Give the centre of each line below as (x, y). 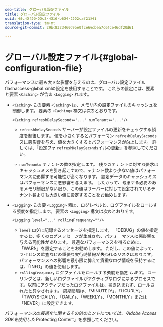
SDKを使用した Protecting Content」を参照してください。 (63, 320)
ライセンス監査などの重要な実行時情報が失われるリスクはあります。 (87, 254)
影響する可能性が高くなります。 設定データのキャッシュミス (96, 177)
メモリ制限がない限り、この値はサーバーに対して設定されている (88, 189)
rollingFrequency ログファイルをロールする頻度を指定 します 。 (83, 272)
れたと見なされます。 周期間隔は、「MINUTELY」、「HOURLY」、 (82, 291)
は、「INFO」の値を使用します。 (51, 267)
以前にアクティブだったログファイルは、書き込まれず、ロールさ (91, 285)
